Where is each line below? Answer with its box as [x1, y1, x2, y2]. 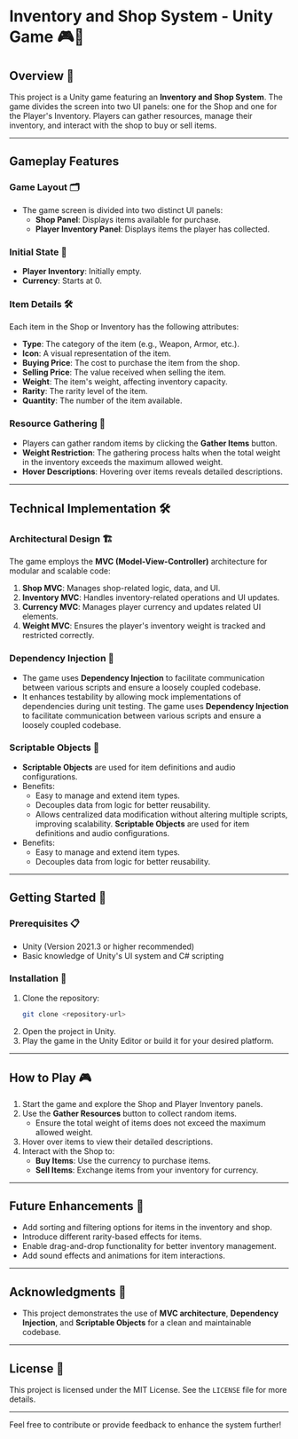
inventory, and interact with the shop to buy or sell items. [9, 120, 217, 130]
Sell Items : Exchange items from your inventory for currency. [35, 1165, 259, 1175]
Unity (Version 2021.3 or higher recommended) [21, 941, 195, 952]
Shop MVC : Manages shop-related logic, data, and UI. [21, 583, 221, 594]
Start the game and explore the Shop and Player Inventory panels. [21, 1098, 263, 1109]
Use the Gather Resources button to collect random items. [21, 1108, 238, 1119]
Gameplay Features [9, 154, 120, 170]
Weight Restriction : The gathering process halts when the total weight [21, 447, 281, 458]
